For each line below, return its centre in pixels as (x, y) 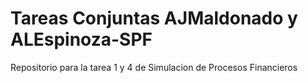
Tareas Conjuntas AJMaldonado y (154, 18)
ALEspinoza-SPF (81, 39)
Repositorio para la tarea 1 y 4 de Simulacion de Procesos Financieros (154, 67)
